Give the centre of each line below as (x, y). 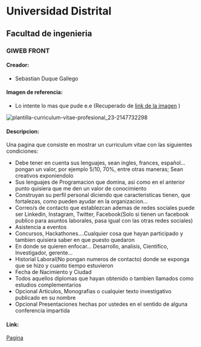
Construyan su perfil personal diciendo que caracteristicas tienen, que (103, 195)
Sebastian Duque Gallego (46, 78)
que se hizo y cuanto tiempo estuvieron (64, 266)
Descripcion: (23, 131)
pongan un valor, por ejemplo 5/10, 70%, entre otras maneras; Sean (99, 169)
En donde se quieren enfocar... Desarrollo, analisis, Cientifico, (92, 247)
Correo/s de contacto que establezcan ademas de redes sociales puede (105, 208)
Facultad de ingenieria (49, 34)
